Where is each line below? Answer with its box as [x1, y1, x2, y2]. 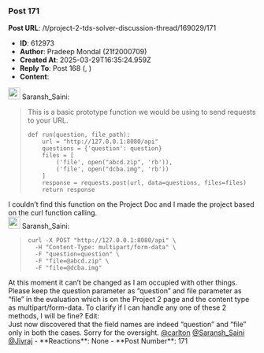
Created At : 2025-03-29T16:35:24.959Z [19, 55, 151, 64]
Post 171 [8, 6, 40, 17]
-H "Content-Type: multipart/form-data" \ [35, 244, 177, 252]
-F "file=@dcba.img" [35, 264, 102, 272]
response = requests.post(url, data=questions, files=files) [42, 179, 247, 187]
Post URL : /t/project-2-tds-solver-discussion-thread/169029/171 [8, 24, 217, 33]
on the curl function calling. [8, 208, 98, 218]
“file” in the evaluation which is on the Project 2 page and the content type [8, 295, 250, 304]
